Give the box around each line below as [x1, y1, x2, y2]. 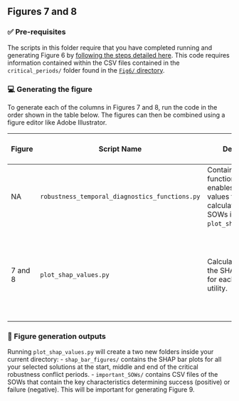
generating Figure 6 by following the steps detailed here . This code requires [7, 51, 230, 59]
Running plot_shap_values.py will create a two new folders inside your [7, 348, 214, 356]
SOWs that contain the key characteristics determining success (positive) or [7, 377, 230, 387]
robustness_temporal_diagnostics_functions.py [40, 192, 201, 200]
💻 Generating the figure [7, 84, 92, 94]
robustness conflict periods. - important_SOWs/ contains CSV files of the [7, 370, 218, 379]
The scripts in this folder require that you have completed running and [7, 43, 213, 52]
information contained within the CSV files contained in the [7, 58, 180, 67]
